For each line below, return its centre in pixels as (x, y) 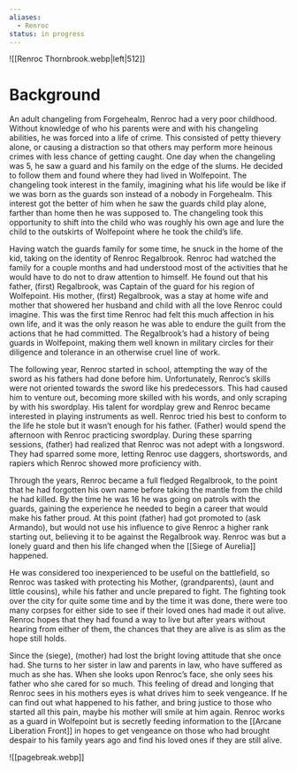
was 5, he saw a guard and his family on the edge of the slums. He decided (146, 166)
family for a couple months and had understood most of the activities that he (149, 268)
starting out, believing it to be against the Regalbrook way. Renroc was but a (148, 537)
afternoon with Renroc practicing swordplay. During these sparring (131, 435)
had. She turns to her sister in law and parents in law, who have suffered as (146, 665)
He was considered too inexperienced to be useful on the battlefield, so (140, 573)
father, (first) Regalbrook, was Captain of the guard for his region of (132, 286)
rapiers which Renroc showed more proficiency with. (105, 463)
